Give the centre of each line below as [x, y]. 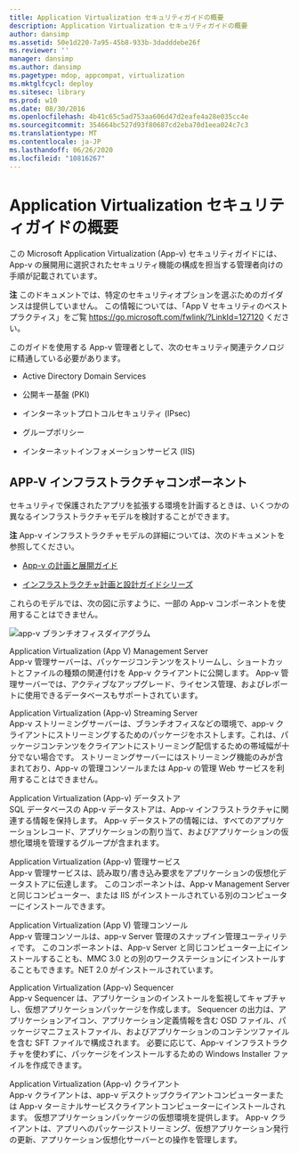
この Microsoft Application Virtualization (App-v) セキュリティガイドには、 [145, 254]
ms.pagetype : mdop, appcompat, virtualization [97, 76]
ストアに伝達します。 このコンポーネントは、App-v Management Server [157, 884]
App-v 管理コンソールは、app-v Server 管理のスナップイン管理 [125, 936]
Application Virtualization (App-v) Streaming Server [104, 713]
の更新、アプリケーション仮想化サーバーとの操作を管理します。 [126, 1140]
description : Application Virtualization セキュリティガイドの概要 [129, 26]
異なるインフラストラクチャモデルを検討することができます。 [121, 517]
